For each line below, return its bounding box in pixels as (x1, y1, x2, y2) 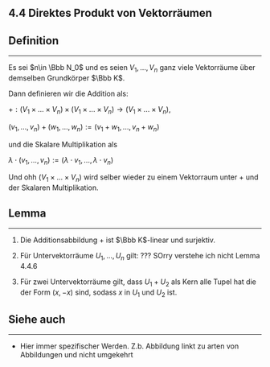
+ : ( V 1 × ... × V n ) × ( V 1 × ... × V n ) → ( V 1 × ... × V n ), (8, 105, 171, 116)
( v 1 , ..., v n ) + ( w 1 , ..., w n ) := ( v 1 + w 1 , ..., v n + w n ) (8, 122, 160, 134)
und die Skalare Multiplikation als (8, 139, 118, 149)
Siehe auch (8, 312, 66, 326)
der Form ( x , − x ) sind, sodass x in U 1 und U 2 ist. (19, 287, 178, 299)
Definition (8, 34, 59, 47)
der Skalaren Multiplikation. (8, 183, 99, 192)
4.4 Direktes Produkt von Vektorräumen (8, 6, 213, 20)
